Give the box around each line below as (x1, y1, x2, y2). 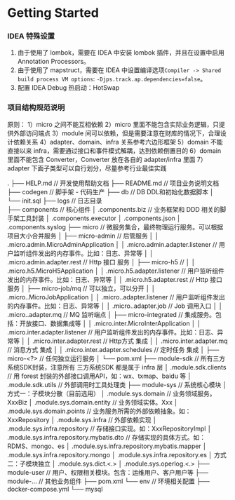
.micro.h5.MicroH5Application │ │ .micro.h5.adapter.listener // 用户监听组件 (7, 266, 224, 275)
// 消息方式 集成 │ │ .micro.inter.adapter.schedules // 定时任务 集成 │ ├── (7, 345, 220, 353)
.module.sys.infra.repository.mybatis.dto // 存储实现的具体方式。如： (7, 433, 206, 441)
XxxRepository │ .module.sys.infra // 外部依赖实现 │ (7, 415, 157, 424)
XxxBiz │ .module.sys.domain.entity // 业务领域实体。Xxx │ (7, 398, 178, 406)
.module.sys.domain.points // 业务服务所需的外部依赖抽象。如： (7, 407, 192, 415)
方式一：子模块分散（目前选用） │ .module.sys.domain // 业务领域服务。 (7, 389, 216, 398)
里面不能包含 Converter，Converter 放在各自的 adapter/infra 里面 (7, 155, 196, 163)
